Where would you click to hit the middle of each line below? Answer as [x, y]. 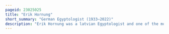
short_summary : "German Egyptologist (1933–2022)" [59, 19]
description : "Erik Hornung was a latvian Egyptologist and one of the [82, 24]
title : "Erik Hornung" [29, 14]
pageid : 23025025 [23, 10]
